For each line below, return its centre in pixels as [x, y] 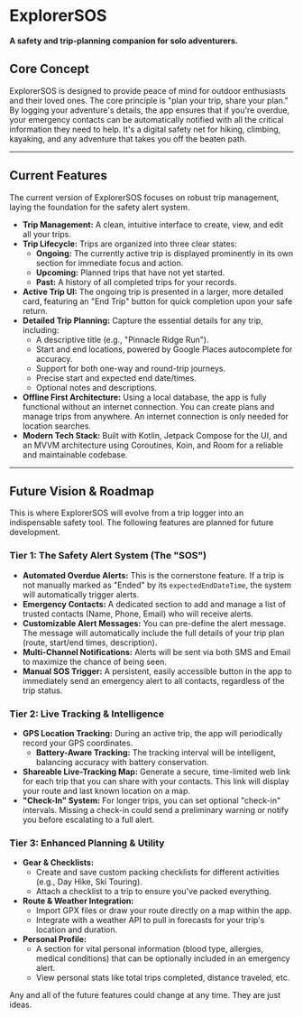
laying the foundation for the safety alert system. [100, 207]
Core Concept [50, 69]
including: [41, 329]
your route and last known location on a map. [106, 790]
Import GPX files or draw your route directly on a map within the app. [164, 911]
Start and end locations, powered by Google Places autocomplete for [164, 349]
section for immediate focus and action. [110, 263]
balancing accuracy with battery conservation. [122, 762]
